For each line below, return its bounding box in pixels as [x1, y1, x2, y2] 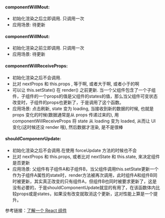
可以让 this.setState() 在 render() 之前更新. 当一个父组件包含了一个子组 [12, 87, 156, 93]
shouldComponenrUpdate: [5, 136, 62, 142]
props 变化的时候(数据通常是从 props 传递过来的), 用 [12, 111, 119, 117]
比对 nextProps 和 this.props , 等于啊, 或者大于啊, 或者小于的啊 [12, 81, 140, 87]
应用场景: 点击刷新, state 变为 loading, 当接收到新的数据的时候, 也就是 [12, 106, 154, 111]
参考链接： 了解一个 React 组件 [5, 207, 67, 213]
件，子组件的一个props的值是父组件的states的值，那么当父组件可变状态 [12, 93, 158, 99]
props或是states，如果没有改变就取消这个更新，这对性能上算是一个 [16, 191, 154, 197]
